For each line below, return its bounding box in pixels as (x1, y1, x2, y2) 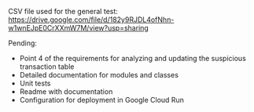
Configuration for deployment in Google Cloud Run (19, 96, 185, 104)
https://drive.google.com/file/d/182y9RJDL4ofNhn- (8, 15, 175, 24)
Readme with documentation (19, 87, 113, 96)
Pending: (8, 38, 38, 48)
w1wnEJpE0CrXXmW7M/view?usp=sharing (8, 23, 149, 32)
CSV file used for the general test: (8, 7, 118, 16)
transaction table (19, 62, 75, 71)
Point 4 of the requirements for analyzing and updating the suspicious (19, 54, 246, 63)
